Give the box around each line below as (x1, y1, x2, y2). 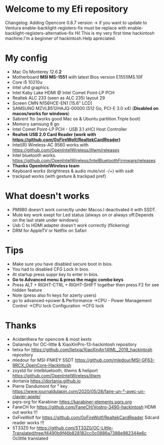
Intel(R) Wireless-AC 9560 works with (12, 141, 89, 148)
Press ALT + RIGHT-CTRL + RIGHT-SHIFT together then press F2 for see (12, 281, 160, 288)
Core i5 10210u (12, 79, 43, 85)
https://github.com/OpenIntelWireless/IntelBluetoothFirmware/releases (12, 157, 156, 163)
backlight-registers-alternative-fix (5, 30, 74, 36)
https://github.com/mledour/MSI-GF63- (74, 357, 155, 363)
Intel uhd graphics (12, 84, 49, 90)
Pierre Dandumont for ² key (12, 383, 68, 389)
